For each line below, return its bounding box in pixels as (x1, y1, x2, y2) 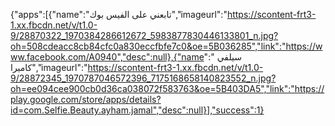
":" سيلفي (203, 51, 242, 63)
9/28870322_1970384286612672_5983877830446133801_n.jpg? (10, 30, 279, 41)
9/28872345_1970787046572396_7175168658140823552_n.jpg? (10, 72, 277, 84)
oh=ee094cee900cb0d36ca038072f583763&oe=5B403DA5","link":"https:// (10, 83, 325, 94)
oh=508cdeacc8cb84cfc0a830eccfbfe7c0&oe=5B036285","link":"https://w (10, 40, 323, 52)
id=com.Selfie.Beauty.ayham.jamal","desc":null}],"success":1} (10, 104, 265, 116)
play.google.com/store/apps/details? (10, 94, 162, 105)
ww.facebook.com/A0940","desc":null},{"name (10, 51, 205, 63)
